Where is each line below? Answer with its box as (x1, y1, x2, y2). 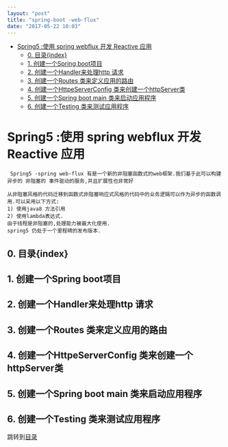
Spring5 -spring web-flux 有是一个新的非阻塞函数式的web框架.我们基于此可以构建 (10, 171, 222, 178)
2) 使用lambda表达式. (7, 213, 64, 220)
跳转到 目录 (7, 433, 38, 441)
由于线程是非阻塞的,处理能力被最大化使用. (7, 220, 111, 227)
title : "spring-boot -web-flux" (7, 16, 99, 23)
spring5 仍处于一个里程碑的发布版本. (7, 228, 101, 234)
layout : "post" (7, 10, 51, 17)
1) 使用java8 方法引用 (7, 206, 66, 213)
